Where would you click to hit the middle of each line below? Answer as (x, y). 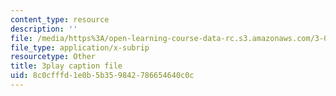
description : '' (44, 29)
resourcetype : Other (53, 57)
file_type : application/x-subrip (80, 47)
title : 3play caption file (66, 66)
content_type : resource (60, 19)
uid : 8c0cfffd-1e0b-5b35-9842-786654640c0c (102, 76)
